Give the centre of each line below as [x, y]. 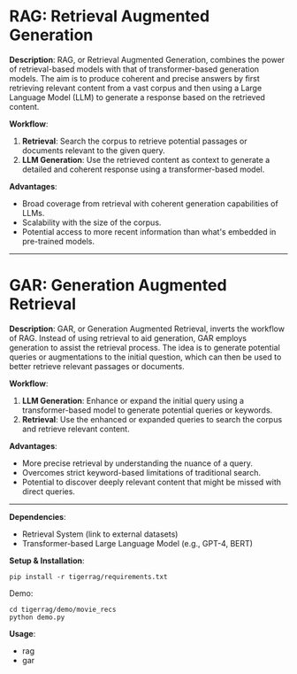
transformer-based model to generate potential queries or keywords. [147, 410]
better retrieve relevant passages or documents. [97, 366]
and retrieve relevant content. [76, 429]
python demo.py [37, 617]
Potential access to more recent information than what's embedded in [149, 231]
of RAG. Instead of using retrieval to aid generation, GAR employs [128, 337]
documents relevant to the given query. [93, 150]
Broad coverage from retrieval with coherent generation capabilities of [150, 203]
